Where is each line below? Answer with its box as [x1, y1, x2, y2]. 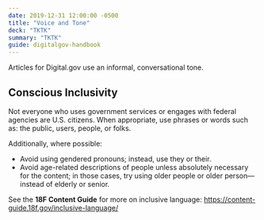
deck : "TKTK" [8, 26, 52, 34]
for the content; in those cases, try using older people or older [19, 171, 224, 180]
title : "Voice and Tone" [8, 19, 90, 27]
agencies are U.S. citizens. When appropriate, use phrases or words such [8, 115, 248, 124]
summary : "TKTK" [8, 33, 62, 42]
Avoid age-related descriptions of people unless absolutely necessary [19, 162, 249, 172]
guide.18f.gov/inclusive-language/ [8, 203, 119, 212]
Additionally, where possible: [8, 138, 103, 148]
